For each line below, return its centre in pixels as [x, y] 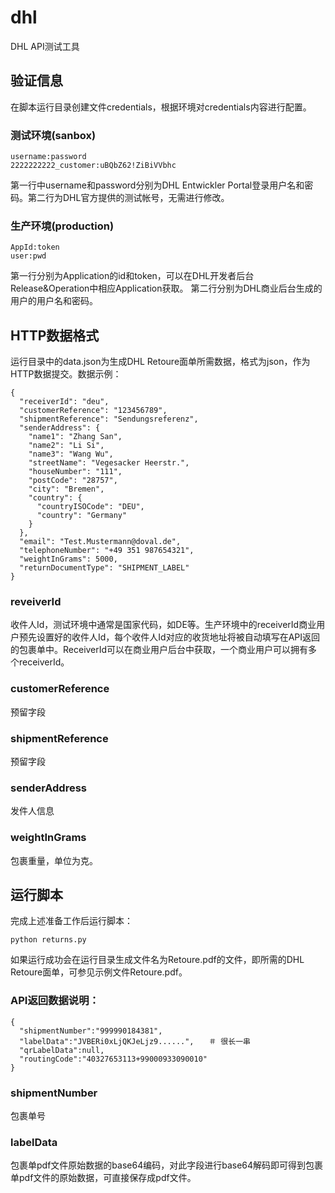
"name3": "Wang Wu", [71, 454]
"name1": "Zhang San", [75, 437]
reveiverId [36, 602]
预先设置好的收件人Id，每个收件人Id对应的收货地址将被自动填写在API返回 [169, 637]
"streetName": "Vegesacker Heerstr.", [109, 463]
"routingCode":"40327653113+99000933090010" [113, 1059]
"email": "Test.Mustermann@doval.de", [100, 542]
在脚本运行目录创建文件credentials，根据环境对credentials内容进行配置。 [161, 107]
